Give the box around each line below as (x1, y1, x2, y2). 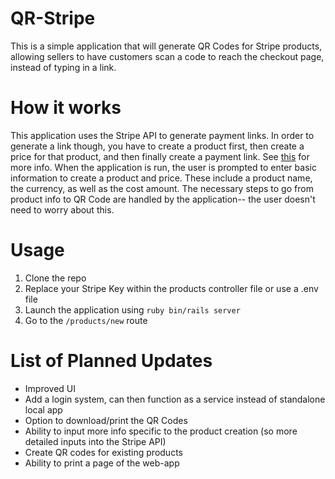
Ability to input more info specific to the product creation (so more (24, 425, 298, 437)
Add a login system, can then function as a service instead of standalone (24, 393, 326, 405)
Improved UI (24, 382, 76, 394)
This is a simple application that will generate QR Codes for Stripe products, (10, 40, 323, 52)
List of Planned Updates (10, 350, 213, 372)
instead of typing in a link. (10, 61, 117, 73)
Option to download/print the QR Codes (24, 414, 188, 426)
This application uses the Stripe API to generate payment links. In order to (10, 129, 315, 141)
